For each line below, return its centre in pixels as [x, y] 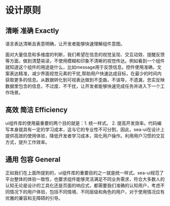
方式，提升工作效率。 [27, 142]
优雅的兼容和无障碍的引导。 [34, 198]
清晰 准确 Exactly [32, 31]
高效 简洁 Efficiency [36, 110]
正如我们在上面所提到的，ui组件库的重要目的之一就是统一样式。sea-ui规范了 [85, 173]
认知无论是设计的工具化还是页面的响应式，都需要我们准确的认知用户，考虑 [83, 185]
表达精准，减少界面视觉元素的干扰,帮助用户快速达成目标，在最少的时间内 [86, 73]
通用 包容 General [33, 160]
